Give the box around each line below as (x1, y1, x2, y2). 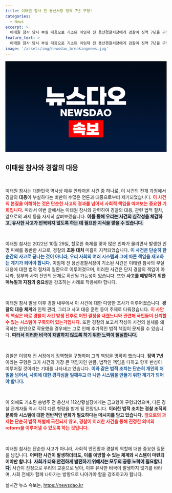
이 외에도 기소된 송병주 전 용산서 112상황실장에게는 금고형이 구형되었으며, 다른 (5, 399, 161, 405)
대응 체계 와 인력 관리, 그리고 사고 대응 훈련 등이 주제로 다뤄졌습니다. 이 (14, 306, 155, 313)
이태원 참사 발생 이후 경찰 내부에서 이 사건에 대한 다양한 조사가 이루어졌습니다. (5, 300, 161, 306)
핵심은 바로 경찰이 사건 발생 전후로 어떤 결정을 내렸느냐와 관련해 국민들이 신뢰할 (10, 313, 167, 319)
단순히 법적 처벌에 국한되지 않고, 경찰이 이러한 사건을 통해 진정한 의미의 (14, 418, 155, 425)
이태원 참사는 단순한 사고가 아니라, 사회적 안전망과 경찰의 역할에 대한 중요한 (5, 446, 156, 452)
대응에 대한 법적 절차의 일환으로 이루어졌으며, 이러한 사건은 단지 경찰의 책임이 (5, 266, 160, 273)
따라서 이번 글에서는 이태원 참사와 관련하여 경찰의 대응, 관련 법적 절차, (25, 207, 164, 213)
